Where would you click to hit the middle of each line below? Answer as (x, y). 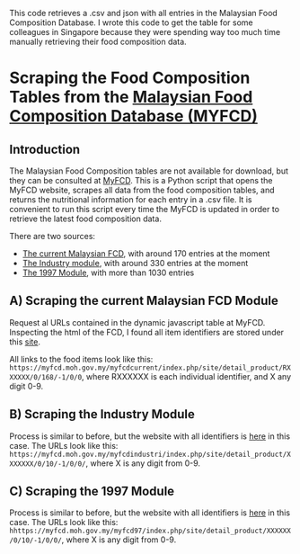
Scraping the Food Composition (130, 78)
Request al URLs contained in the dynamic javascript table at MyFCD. (137, 322)
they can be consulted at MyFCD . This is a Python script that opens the (141, 180)
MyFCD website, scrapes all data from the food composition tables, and (142, 190)
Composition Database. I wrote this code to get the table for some (131, 22)
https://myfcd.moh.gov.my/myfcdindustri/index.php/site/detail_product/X (150, 454)
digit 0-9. (26, 386)
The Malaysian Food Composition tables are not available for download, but (149, 171)
